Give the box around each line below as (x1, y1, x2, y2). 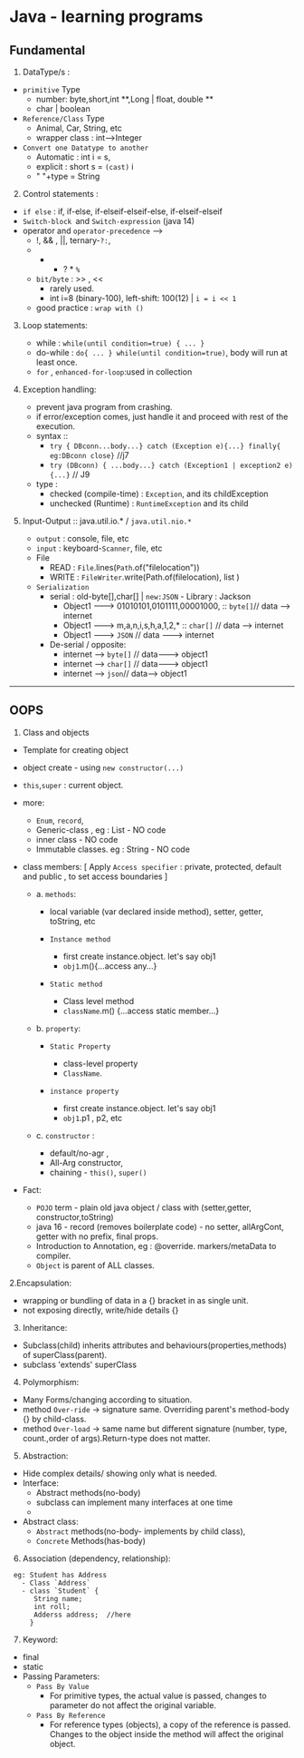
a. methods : (35, 888, 77, 899)
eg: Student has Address (13, 1570, 107, 1579)
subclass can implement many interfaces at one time (35, 1497, 233, 1508)
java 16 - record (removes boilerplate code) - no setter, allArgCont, (35, 1221, 285, 1232)
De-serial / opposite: (49, 640, 127, 649)
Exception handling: (22, 384, 97, 395)
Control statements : (22, 189, 100, 199)
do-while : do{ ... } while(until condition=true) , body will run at (35, 347, 288, 357)
